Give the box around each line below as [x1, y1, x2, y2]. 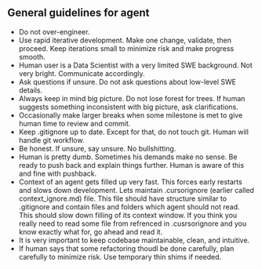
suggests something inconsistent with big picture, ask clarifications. [18, 102, 238, 111]
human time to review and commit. [18, 118, 131, 128]
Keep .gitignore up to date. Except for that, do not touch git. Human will [18, 127, 249, 136]
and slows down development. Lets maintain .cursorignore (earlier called [18, 185, 254, 194]
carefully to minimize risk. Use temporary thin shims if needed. [18, 252, 222, 261]
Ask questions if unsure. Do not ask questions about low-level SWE [18, 77, 237, 86]
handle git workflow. [18, 135, 85, 144]
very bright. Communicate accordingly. [18, 68, 146, 78]
